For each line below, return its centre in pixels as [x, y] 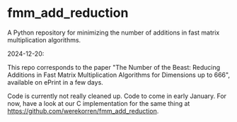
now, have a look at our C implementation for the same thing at [99, 103]
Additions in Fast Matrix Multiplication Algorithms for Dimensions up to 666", [118, 75]
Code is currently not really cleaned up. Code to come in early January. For [117, 96]
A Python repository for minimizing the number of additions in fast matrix [114, 32]
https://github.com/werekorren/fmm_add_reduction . [83, 111]
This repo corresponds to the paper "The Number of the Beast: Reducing [114, 67]
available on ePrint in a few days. [56, 82]
